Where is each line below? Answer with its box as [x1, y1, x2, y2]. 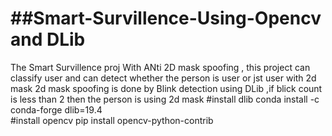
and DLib [10, 28, 86, 51]
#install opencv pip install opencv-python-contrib [10, 114, 214, 126]
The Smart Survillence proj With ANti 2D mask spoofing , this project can [10, 61, 311, 73]
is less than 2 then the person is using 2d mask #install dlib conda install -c [10, 93, 320, 105]
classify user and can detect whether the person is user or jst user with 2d [10, 72, 317, 84]
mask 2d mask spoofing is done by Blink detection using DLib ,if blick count [10, 82, 323, 94]
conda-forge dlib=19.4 [10, 103, 103, 116]
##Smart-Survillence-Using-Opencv [10, 7, 322, 30]
